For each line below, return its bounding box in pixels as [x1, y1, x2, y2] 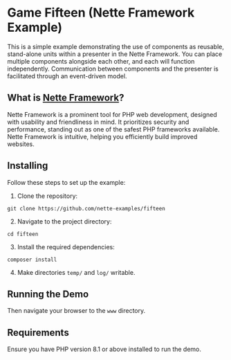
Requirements [7, 327, 69, 339]
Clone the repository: [17, 192, 78, 200]
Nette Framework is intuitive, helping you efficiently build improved [7, 132, 198, 141]
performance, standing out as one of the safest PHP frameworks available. [7, 125, 220, 133]
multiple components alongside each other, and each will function [7, 57, 195, 65]
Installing [7, 160, 48, 172]
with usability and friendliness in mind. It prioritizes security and [7, 118, 190, 126]
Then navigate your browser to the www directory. [7, 307, 146, 315]
